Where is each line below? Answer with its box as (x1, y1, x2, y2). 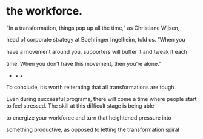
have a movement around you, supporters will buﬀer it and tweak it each (6, 48, 188, 55)
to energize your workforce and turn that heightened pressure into (6, 114, 171, 121)
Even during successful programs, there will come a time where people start (6, 95, 197, 102)
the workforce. (6, 4, 83, 18)
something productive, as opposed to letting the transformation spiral (6, 126, 180, 133)
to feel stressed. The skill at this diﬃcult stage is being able (6, 102, 155, 109)
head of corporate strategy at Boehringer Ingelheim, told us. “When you (6, 36, 185, 43)
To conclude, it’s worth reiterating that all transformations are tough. (6, 83, 176, 91)
